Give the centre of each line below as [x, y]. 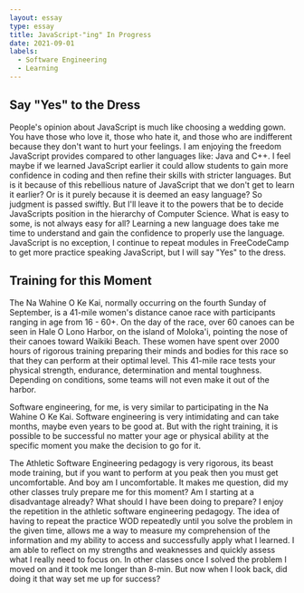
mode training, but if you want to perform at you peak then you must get [144, 472]
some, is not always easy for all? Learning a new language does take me [144, 223]
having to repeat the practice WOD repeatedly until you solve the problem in [151, 520]
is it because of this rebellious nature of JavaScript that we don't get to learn [152, 185]
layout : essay [36, 18]
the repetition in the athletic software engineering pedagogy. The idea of [145, 511]
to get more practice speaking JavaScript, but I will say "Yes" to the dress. [148, 252]
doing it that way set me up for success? [85, 578]
